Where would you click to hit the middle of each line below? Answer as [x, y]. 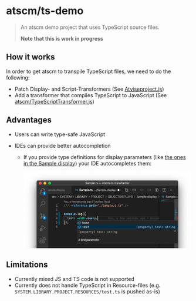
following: [18, 77]
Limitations [27, 265]
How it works [31, 57]
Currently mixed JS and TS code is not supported [75, 279]
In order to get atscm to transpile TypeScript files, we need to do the [89, 71]
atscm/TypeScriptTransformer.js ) [55, 101]
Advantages [29, 120]
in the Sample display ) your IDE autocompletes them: [87, 163]
